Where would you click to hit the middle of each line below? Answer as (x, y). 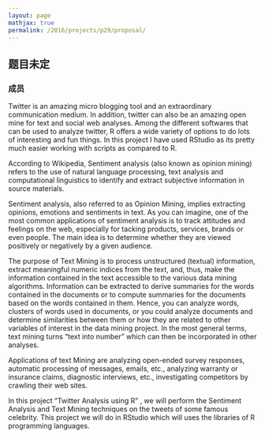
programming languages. (49, 426)
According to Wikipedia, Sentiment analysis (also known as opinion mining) (130, 163)
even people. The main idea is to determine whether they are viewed (119, 238)
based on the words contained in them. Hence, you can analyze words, (124, 303)
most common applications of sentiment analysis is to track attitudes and (127, 221)
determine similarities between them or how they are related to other (119, 320)
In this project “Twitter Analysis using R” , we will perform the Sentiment (125, 401)
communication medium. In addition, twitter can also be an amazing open (127, 114)
